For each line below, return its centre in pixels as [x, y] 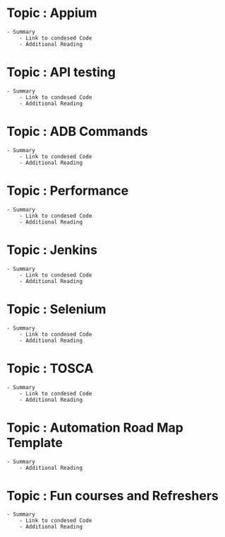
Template [35, 443]
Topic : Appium [52, 13]
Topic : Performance [68, 191]
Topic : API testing [61, 73]
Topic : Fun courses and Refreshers [113, 496]
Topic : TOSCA [50, 368]
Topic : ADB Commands [78, 132]
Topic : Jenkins [52, 250]
